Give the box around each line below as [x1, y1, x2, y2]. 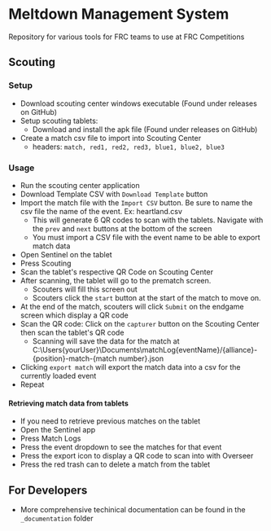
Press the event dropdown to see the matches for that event [20, 442, 222, 452]
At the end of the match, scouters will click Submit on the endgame [20, 301, 244, 311]
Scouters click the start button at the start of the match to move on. [32, 292, 262, 302]
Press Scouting [20, 258, 72, 268]
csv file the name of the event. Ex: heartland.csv [20, 206, 183, 216]
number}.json [118, 353, 164, 363]
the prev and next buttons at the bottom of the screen [32, 223, 212, 233]
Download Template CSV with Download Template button [20, 189, 208, 199]
